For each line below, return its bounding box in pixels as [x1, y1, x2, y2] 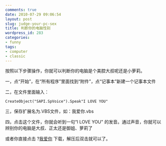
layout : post [5, 16, 32, 21]
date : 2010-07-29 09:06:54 [5, 12, 61, 17]
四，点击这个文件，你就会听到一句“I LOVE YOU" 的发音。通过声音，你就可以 [5, 119, 162, 125]
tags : [5, 44, 16, 49]
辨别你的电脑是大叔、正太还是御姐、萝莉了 [5, 125, 93, 131]
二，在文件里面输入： [5, 89, 49, 95]
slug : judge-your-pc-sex [5, 21, 57, 26]
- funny [5, 40, 21, 45]
